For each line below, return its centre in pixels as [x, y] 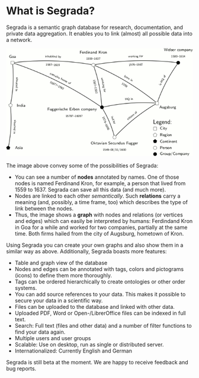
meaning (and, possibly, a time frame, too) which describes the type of [101, 202]
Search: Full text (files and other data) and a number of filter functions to [103, 325]
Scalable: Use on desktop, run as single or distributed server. [89, 344]
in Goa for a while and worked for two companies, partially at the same [101, 227]
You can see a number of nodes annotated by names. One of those [97, 177]
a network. [19, 40]
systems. [26, 287]
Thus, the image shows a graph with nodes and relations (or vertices [99, 215]
